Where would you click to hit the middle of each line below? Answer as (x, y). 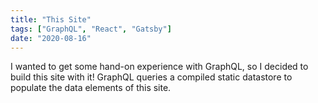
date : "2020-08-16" (51, 38)
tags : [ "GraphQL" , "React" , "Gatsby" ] (91, 29)
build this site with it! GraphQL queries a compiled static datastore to (151, 77)
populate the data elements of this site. (91, 88)
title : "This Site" (51, 19)
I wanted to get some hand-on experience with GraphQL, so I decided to (159, 67)
